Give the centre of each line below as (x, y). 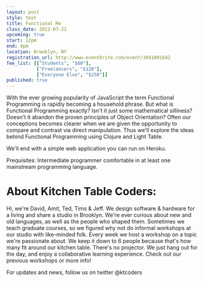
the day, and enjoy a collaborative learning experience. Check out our (94, 254)
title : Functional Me (34, 23)
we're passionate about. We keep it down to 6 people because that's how (99, 241)
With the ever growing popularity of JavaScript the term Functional (90, 98)
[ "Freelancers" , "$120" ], (69, 69)
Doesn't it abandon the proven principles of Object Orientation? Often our (99, 117)
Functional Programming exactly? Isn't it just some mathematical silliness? (99, 111)
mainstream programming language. (52, 167)
